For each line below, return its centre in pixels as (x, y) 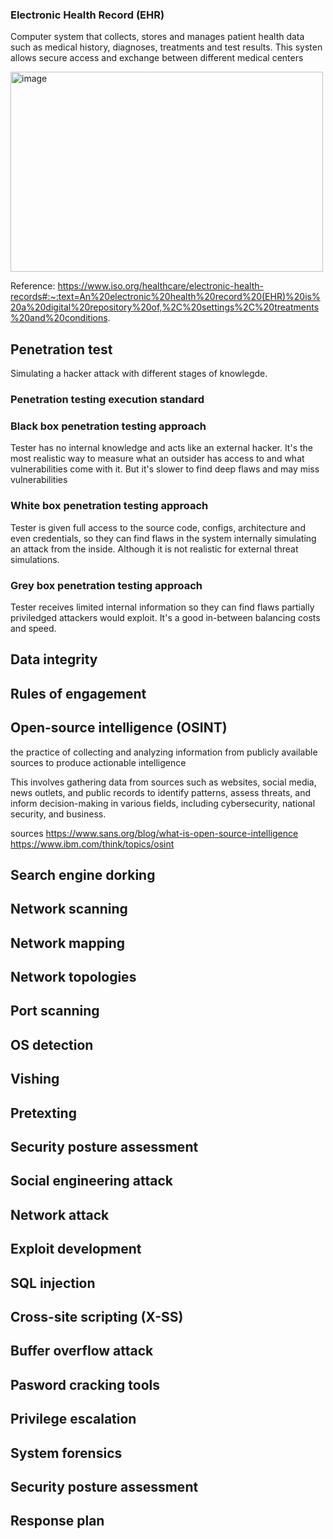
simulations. (35, 559)
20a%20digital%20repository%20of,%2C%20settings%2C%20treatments (165, 307)
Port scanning (55, 1011)
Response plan (57, 1521)
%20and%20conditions (59, 318)
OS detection (52, 1044)
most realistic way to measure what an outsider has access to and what (157, 459)
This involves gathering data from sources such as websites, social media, (163, 782)
